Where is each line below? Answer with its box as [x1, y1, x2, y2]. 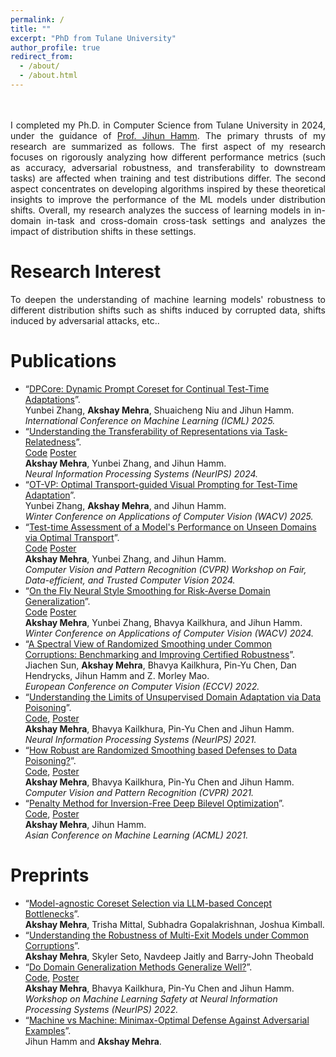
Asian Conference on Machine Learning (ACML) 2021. [24, 829, 249, 841]
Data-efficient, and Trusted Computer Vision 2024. [24, 574, 236, 586]
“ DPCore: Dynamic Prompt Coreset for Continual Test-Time [24, 382, 270, 395]
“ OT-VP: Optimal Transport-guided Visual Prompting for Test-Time [24, 478, 298, 490]
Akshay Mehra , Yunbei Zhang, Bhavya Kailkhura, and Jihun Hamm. [24, 616, 303, 628]
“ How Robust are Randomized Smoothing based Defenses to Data [24, 744, 298, 756]
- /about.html [19, 71, 78, 81]
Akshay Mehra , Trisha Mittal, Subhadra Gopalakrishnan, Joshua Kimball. [24, 918, 325, 930]
